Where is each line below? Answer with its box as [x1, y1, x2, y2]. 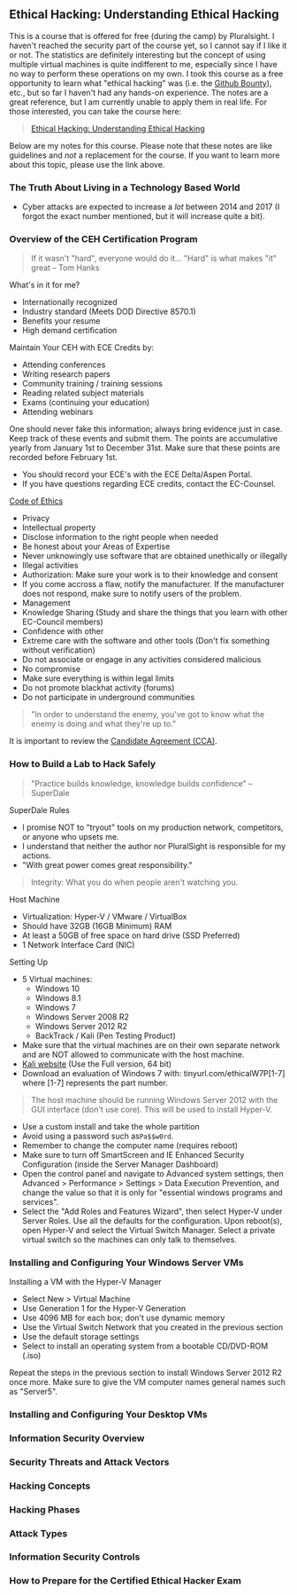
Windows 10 [34, 983, 80, 994]
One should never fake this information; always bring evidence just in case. [9, 424, 283, 434]
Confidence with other [21, 626, 104, 637]
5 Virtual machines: [21, 973, 93, 984]
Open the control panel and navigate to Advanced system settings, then [21, 1168, 285, 1178]
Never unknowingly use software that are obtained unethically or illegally [21, 551, 288, 561]
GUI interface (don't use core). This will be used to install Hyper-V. [30, 1104, 272, 1114]
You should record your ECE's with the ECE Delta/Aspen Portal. [21, 469, 253, 480]
